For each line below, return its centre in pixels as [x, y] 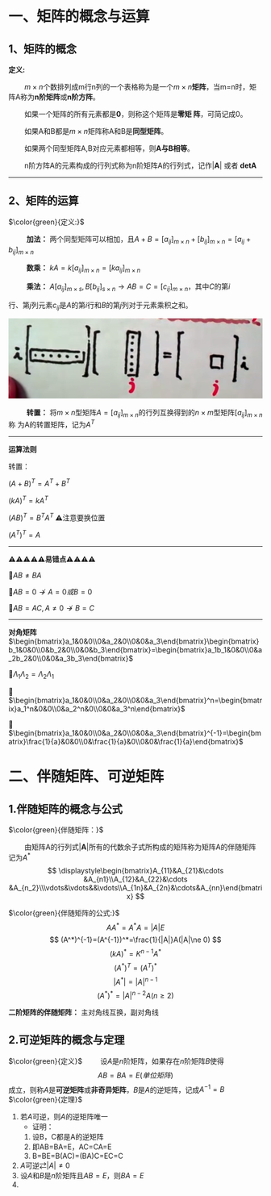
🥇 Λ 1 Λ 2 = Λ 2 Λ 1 [31, 675]
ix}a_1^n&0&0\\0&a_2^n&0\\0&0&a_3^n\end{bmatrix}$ [97, 708]
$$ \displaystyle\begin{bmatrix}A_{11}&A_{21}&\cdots [135, 870]
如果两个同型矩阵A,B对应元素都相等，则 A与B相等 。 [109, 148]
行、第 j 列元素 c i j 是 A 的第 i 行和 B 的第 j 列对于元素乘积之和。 [100, 306]
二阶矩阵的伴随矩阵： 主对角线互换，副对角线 [83, 1012]
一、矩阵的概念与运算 [79, 17]
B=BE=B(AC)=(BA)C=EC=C [77, 1156]
